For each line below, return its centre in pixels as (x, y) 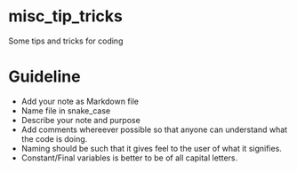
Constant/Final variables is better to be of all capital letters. (129, 158)
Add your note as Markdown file (80, 101)
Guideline (44, 77)
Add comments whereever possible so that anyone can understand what (154, 129)
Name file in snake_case (66, 110)
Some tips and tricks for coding (66, 41)
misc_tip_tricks (66, 16)
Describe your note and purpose (81, 120)
